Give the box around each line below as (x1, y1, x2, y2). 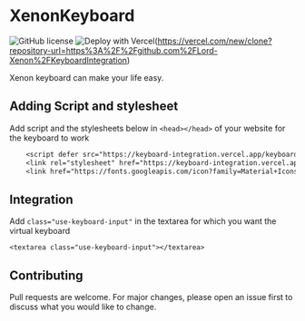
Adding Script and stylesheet (9, 99, 179, 114)
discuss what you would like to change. (9, 301, 157, 312)
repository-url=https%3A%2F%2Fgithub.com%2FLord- (9, 44, 218, 55)
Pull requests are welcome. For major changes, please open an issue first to (9, 292, 293, 302)
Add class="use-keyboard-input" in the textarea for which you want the (9, 216, 277, 227)
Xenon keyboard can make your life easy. (9, 72, 164, 83)
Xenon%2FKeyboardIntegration (9, 54, 128, 65)
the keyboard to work (9, 132, 90, 143)
